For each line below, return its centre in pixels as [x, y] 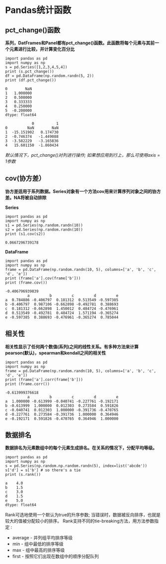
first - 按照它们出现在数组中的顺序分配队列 [55, 557]
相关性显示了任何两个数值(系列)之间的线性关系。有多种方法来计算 [72, 346]
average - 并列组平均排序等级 [42, 538]
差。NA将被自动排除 [26, 197]
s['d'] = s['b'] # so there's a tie [43, 470]
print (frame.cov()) [27, 282]
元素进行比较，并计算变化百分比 [42, 49]
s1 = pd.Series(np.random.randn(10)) [44, 225]
